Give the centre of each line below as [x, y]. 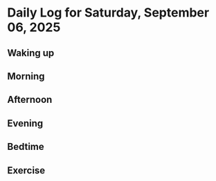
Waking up [31, 53]
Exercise [26, 170]
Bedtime [26, 147]
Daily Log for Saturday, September [108, 13]
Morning [26, 76]
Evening [25, 123]
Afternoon [30, 100]
